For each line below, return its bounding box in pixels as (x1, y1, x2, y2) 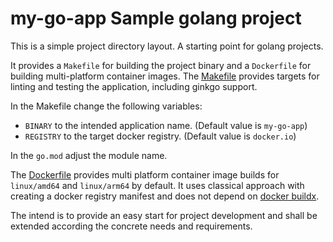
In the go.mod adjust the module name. (10, 149, 168, 161)
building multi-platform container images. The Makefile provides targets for (10, 70, 320, 82)
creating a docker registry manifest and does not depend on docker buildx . (10, 190, 320, 202)
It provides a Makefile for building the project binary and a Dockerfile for (10, 59, 312, 71)
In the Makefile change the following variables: (10, 100, 203, 112)
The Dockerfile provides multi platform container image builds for (10, 168, 280, 181)
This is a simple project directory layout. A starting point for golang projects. (10, 40, 324, 52)
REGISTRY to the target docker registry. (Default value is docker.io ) (24, 130, 297, 142)
